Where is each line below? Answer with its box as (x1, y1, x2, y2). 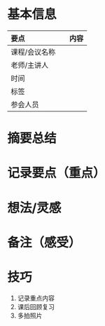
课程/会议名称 (10, 47, 56, 57)
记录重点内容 (17, 294, 55, 302)
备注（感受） (7, 234, 82, 250)
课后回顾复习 (17, 302, 55, 311)
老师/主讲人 (10, 60, 49, 70)
